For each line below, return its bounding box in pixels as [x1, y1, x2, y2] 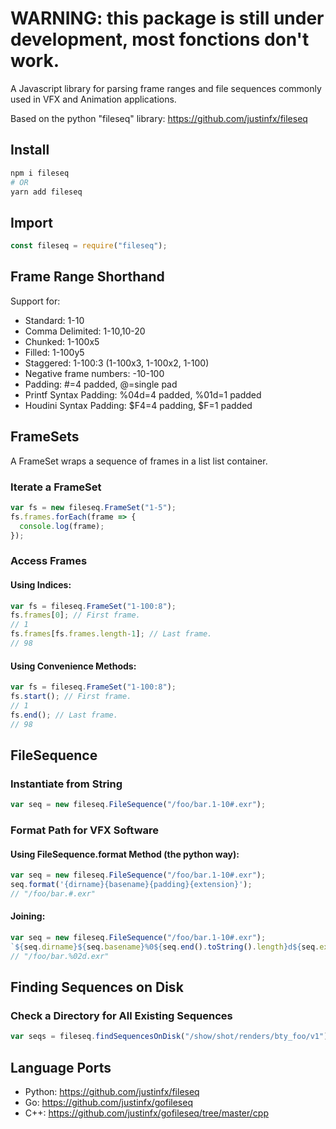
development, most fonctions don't [10, 28, 310, 51]
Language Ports [10, 1059, 112, 1076]
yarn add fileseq [10, 187, 83, 197]
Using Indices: [10, 579, 72, 591]
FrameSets [10, 428, 80, 446]
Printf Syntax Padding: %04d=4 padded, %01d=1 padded [24, 388, 262, 401]
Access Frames [10, 554, 88, 568]
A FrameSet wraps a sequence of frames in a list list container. [10, 455, 268, 467]
